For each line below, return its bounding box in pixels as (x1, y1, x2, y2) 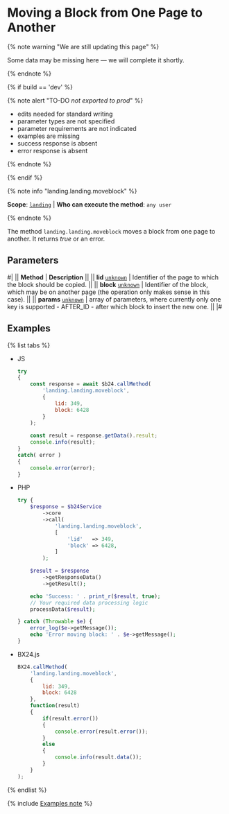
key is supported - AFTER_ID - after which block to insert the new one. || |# (7, 302, 223, 311)
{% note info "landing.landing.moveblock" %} (7, 187, 137, 195)
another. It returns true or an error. (7, 234, 105, 243)
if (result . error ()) (42, 715, 99, 722)
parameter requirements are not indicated (17, 124, 137, 132)
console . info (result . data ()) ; (54, 754, 142, 761)
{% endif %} (7, 173, 43, 182)
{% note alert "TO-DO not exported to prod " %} (7, 96, 144, 105)
